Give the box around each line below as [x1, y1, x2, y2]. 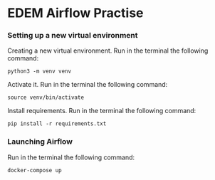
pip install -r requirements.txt [7, 120, 107, 127]
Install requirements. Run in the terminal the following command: [7, 107, 196, 115]
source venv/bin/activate [7, 94, 84, 101]
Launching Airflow [7, 137, 73, 147]
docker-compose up [7, 166, 62, 174]
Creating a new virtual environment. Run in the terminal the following [7, 46, 209, 55]
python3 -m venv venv [7, 68, 72, 75]
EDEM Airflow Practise [7, 5, 144, 21]
